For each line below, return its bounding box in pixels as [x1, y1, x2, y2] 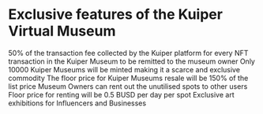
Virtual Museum [8, 22, 116, 40]
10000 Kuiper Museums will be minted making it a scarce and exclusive [8, 64, 241, 74]
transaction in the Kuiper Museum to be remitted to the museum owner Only [8, 57, 255, 66]
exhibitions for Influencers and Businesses [8, 98, 147, 108]
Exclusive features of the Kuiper [8, 6, 224, 24]
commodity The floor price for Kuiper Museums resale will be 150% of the [8, 73, 249, 83]
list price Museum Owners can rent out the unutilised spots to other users [8, 81, 248, 91]
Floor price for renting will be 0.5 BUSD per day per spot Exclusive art [8, 90, 235, 99]
